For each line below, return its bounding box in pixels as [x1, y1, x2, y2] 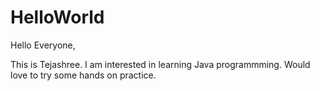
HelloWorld [10, 6, 105, 29]
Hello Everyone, [10, 39, 76, 51]
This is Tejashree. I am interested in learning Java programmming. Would [10, 58, 311, 70]
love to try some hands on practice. [10, 69, 157, 81]
